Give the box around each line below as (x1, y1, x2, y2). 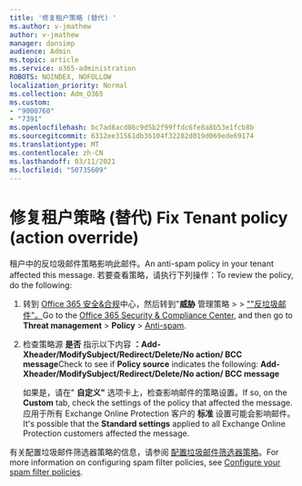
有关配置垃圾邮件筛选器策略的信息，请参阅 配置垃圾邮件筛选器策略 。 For (9, 447, 279, 458)
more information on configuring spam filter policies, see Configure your (9, 457, 281, 468)
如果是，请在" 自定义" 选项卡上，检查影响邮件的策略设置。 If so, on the (22, 387, 288, 398)
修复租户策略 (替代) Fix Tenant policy (9, 207, 288, 228)
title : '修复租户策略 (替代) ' (9, 13, 117, 23)
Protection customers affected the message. (22, 428, 190, 439)
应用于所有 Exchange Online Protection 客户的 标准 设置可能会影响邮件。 (22, 408, 296, 419)
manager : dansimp (9, 38, 75, 48)
